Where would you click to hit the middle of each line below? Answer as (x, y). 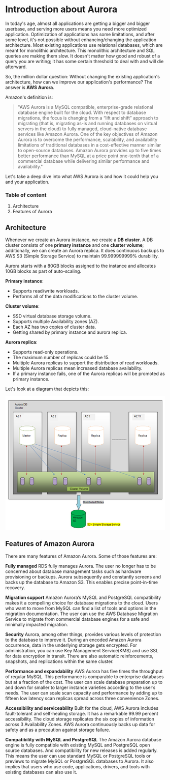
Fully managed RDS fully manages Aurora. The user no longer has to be (81, 566)
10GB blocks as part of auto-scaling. (43, 271)
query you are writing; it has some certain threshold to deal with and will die (84, 61)
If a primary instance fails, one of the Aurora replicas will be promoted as (89, 374)
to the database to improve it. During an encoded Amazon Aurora (74, 640)
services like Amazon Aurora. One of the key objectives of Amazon (88, 134)
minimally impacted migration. (37, 624)
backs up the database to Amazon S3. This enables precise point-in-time (82, 582)
